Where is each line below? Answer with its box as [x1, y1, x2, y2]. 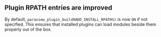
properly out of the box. [4, 26, 52, 32]
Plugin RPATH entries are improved [4, 4, 113, 12]
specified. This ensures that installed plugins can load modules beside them [4, 21, 156, 27]
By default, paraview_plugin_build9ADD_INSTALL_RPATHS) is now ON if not [4, 16, 147, 22]
